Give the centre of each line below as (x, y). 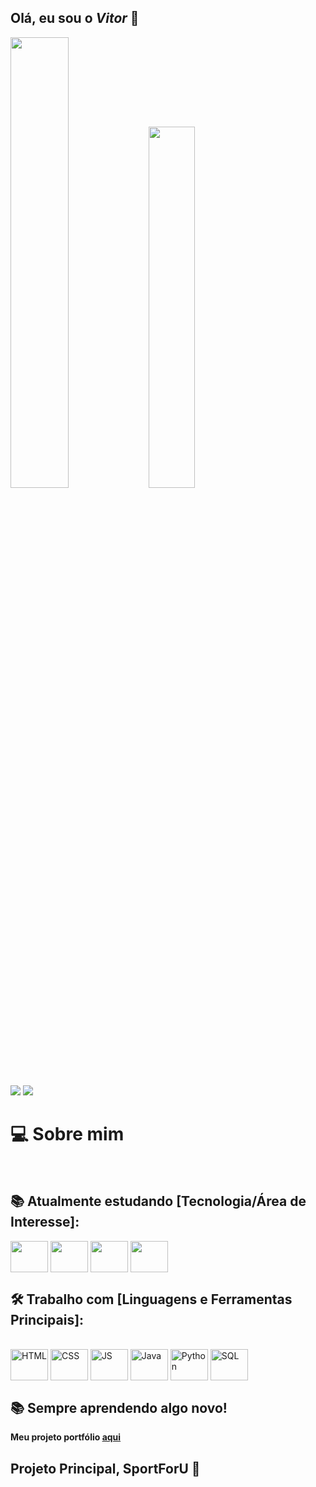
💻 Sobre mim (67, 1134)
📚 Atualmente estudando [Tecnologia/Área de (158, 1201)
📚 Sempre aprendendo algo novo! (119, 1407)
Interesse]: (45, 1222)
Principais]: (47, 1319)
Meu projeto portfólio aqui (66, 1437)
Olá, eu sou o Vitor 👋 (75, 18)
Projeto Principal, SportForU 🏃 (105, 1468)
